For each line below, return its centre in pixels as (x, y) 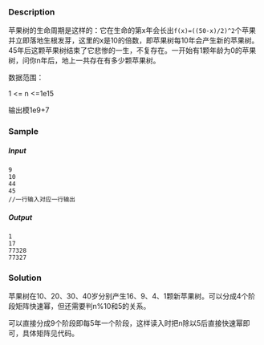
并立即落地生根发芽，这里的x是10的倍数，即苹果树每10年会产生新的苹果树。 (134, 41)
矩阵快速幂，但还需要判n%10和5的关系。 (83, 306)
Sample (23, 132)
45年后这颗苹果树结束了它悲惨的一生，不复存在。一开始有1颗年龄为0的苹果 (132, 51)
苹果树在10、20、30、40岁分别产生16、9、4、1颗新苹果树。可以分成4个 (128, 296)
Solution (25, 278)
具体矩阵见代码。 (50, 333)
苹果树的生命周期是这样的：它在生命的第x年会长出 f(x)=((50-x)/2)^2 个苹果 (132, 30)
